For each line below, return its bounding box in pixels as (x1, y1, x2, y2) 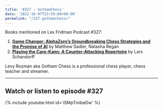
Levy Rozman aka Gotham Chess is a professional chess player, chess (5, 63, 146, 69)
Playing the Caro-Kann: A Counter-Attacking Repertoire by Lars (12, 49, 143, 55)
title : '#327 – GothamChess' (5, 7, 64, 12)
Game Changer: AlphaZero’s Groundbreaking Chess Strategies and (12, 39, 151, 44)
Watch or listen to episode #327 (5, 87, 103, 95)
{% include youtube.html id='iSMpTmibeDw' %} (5, 100, 100, 106)
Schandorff (12, 54, 35, 60)
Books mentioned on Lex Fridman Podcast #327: (5, 29, 102, 35)
